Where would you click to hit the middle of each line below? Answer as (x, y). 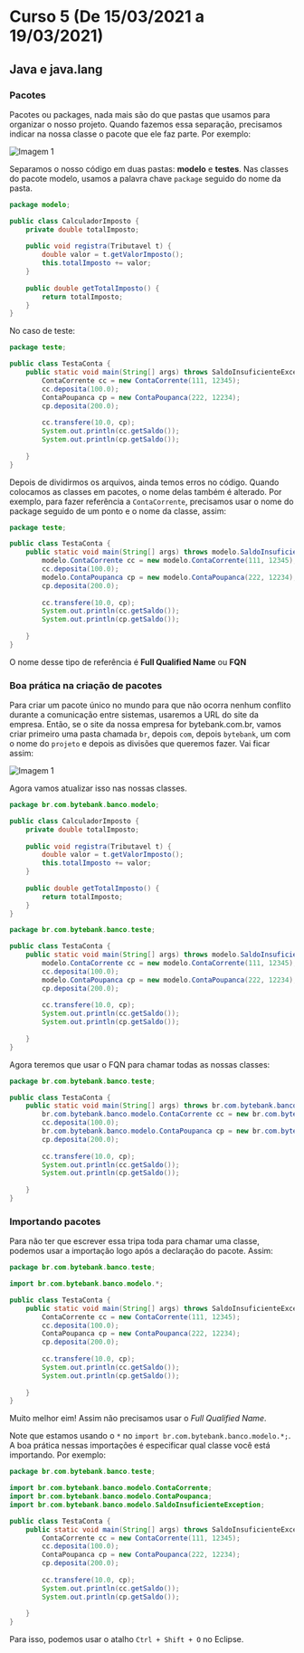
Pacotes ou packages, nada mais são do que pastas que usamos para (140, 114)
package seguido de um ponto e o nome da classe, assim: (118, 511)
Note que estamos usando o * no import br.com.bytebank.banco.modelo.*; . (150, 1436)
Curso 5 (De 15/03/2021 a (107, 17)
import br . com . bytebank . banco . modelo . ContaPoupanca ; (111, 1496)
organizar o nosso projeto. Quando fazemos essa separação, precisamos (146, 124)
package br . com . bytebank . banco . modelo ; (85, 805)
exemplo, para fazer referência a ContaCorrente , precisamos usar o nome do (152, 501)
